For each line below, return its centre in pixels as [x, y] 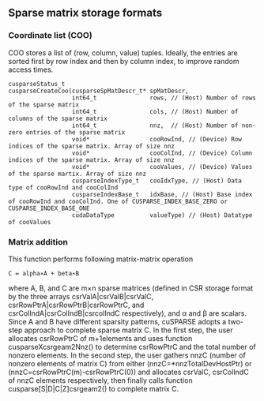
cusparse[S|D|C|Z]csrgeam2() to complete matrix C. [94, 388]
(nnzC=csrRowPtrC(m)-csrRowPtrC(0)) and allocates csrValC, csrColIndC [128, 372]
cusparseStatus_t [37, 84]
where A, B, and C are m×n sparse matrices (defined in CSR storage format [131, 288]
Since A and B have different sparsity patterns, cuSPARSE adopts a [117, 321]
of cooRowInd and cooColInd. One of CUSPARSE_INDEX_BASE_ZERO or [118, 201]
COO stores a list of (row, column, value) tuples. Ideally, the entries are [123, 52]
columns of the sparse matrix [58, 118]
